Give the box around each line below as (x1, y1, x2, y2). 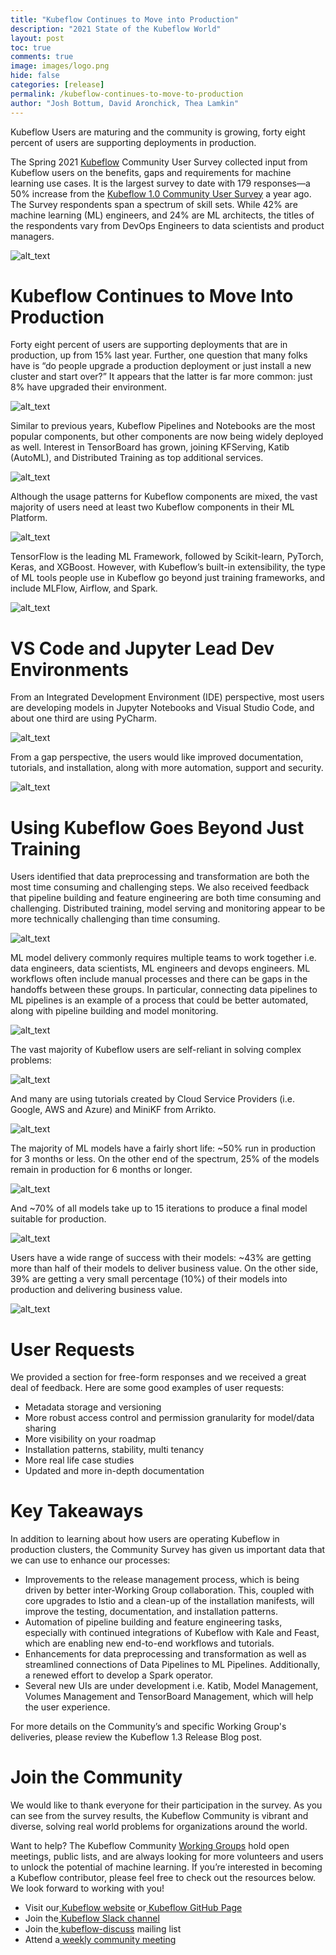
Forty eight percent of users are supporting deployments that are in (10, 339, 288, 351)
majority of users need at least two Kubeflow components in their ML (10, 501, 295, 513)
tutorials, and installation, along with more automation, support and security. (10, 762, 324, 774)
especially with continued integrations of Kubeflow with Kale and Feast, (24, 1627, 320, 1639)
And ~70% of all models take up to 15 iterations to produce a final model (10, 1202, 308, 1215)
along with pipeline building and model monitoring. (10, 1005, 219, 1017)
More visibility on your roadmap (24, 1433, 157, 1445)
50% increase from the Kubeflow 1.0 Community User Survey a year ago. (10, 187, 312, 200)
